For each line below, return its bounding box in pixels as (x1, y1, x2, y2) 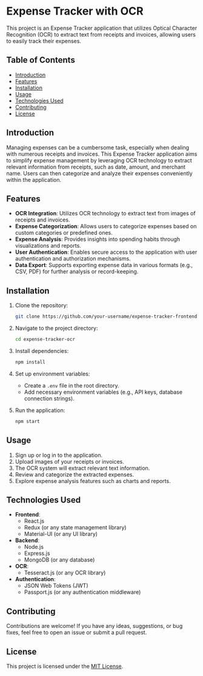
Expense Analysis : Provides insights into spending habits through (15, 235, 181, 243)
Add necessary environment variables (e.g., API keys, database (24, 388, 183, 395)
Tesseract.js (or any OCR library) (24, 569, 106, 576)
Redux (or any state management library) (24, 524, 127, 531)
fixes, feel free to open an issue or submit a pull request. (6, 629, 147, 636)
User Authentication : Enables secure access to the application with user (15, 248, 198, 256)
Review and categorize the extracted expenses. (15, 470, 135, 478)
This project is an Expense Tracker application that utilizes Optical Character (6, 24, 198, 32)
